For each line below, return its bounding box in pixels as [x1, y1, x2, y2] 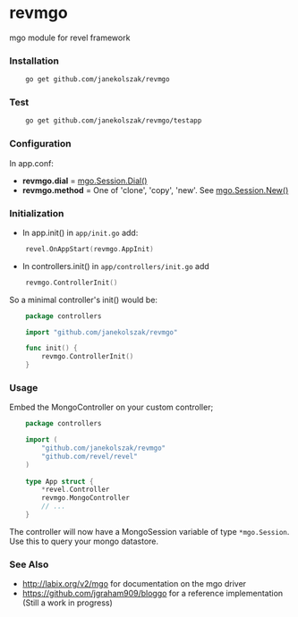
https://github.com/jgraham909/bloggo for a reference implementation [21, 588, 284, 599]
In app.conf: [9, 157, 54, 168]
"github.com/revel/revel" [41, 452, 139, 461]
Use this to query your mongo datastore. [9, 536, 159, 546]
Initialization [9, 207, 64, 219]
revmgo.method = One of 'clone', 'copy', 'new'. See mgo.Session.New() [21, 184, 289, 195]
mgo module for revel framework [9, 32, 131, 43]
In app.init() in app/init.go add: [21, 227, 139, 238]
